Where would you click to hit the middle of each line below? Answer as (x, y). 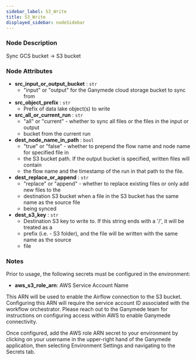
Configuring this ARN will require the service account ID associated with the (98, 303)
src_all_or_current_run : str (49, 115)
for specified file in (46, 152)
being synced (40, 208)
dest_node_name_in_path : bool (54, 140)
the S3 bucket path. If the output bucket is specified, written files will (107, 159)
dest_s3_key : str (36, 214)
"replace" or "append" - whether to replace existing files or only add (106, 183)
